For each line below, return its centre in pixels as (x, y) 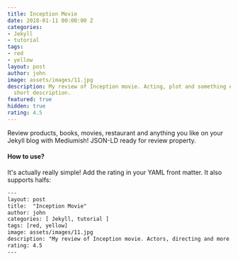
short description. (42, 93)
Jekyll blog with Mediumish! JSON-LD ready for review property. (102, 140)
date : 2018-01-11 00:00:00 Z (50, 21)
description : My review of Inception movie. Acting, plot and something (117, 86)
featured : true (30, 100)
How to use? (26, 157)
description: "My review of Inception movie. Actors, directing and (110, 239)
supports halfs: (29, 180)
